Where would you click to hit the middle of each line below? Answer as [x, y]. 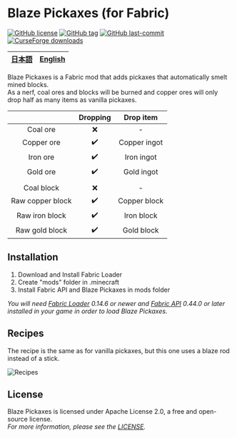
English [52, 58]
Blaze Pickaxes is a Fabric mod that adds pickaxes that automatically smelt [117, 77]
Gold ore [41, 172]
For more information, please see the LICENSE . [77, 427]
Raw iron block [41, 215]
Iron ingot [141, 157]
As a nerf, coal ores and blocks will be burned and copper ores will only [113, 92]
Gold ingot [141, 172]
